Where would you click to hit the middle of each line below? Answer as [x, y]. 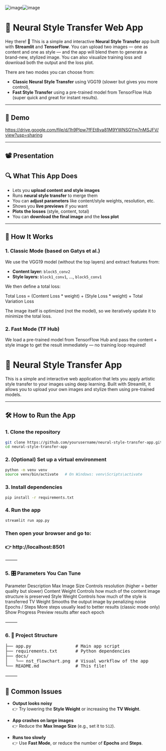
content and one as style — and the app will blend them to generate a [76, 52]
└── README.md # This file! [56, 666]
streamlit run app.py [27, 520]
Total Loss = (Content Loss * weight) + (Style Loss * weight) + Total [74, 296]
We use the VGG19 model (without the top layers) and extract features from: [82, 262]
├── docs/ [17, 656]
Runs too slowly [29, 738]
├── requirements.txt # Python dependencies [68, 651]
